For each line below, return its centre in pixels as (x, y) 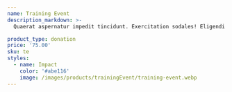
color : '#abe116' (45, 71)
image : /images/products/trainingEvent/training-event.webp (108, 77)
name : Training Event (39, 13)
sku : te (18, 52)
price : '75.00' (29, 46)
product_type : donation (42, 39)
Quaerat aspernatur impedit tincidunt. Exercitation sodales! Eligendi (119, 26)
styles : (18, 58)
